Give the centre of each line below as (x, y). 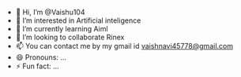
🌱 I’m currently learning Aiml (62, 29)
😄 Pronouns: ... (41, 57)
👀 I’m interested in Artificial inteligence (78, 20)
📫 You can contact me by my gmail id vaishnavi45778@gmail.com (124, 46)
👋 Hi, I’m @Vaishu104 (50, 12)
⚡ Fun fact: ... (37, 66)
